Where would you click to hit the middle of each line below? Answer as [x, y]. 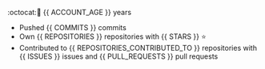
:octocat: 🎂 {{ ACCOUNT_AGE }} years [70, 12]
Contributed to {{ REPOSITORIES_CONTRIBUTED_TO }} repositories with [138, 48]
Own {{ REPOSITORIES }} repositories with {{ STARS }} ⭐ [112, 36]
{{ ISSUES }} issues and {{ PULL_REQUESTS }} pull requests [118, 56]
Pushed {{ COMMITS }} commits [73, 27]
